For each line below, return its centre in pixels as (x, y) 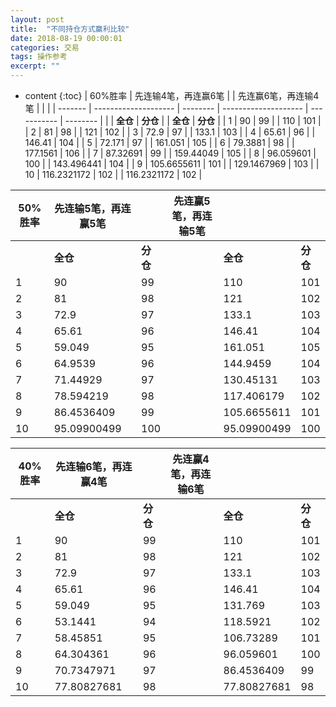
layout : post (37, 19)
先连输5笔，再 (88, 208)
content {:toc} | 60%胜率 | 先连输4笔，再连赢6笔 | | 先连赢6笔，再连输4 (172, 95)
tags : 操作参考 (39, 57)
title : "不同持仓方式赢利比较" (70, 29)
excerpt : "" (35, 66)
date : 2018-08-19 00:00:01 (66, 38)
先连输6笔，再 (89, 466)
